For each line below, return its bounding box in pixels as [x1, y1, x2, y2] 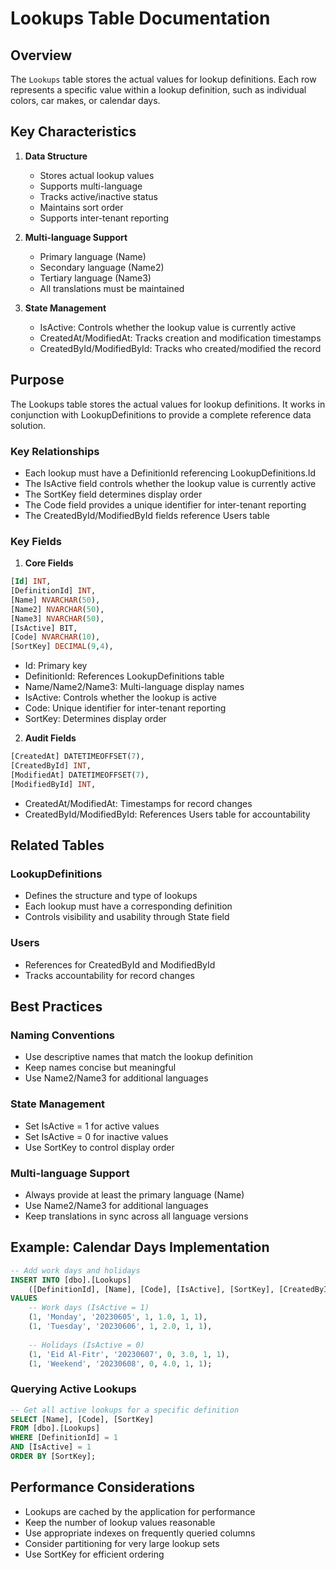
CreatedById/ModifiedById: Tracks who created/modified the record [39, 342, 322, 354]
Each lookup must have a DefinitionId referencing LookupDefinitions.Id [24, 467, 317, 479]
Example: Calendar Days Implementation [10, 1239, 270, 1256]
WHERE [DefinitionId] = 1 [10, 1433, 118, 1443]
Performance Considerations [10, 1479, 195, 1496]
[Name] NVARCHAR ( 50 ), [10, 595, 101, 605]
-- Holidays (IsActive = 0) [28, 1340, 145, 1350]
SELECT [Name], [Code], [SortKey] [10, 1414, 155, 1424]
